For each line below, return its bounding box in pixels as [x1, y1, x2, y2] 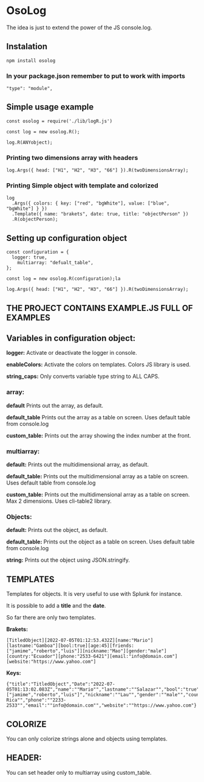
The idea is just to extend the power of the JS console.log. [6, 24, 152, 31]
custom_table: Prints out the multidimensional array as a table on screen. [6, 491, 190, 498]
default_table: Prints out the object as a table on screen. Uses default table [6, 538, 195, 545]
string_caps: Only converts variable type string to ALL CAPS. [6, 372, 160, 380]
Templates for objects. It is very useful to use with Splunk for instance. [6, 590, 183, 598]
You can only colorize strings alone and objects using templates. [6, 735, 168, 742]
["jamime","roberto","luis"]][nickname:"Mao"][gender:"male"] [6, 648, 167, 654]
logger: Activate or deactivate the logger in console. [6, 349, 137, 357]
